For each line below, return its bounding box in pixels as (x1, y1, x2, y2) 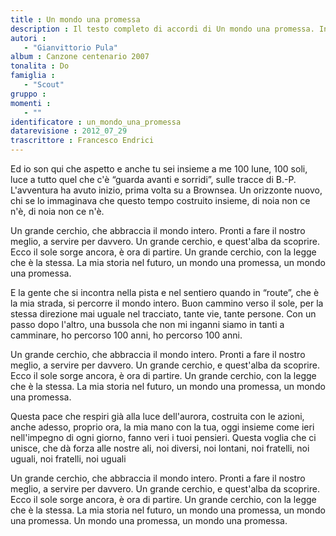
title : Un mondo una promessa (10, 14, 141, 25)
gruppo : (10, 89, 47, 99)
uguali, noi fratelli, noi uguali (10, 453, 127, 465)
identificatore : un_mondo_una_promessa (10, 117, 182, 127)
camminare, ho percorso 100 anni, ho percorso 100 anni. (10, 329, 243, 341)
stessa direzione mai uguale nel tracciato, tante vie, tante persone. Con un (10, 308, 317, 320)
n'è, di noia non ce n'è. (10, 206, 105, 217)
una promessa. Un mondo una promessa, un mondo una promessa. (10, 515, 288, 526)
